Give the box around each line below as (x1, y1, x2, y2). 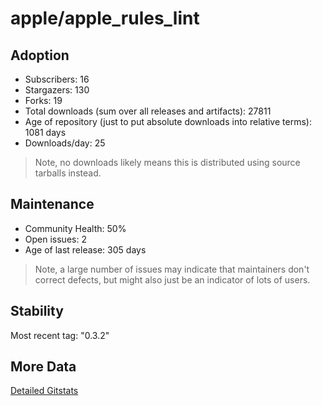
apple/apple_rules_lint (10, 7, 200, 30)
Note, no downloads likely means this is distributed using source (34, 157, 301, 168)
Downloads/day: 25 (24, 137, 106, 149)
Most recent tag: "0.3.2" (10, 329, 110, 341)
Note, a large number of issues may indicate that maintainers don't (34, 263, 310, 275)
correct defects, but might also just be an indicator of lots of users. (34, 273, 311, 286)
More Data (10, 358, 77, 376)
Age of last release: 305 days (24, 243, 147, 256)
